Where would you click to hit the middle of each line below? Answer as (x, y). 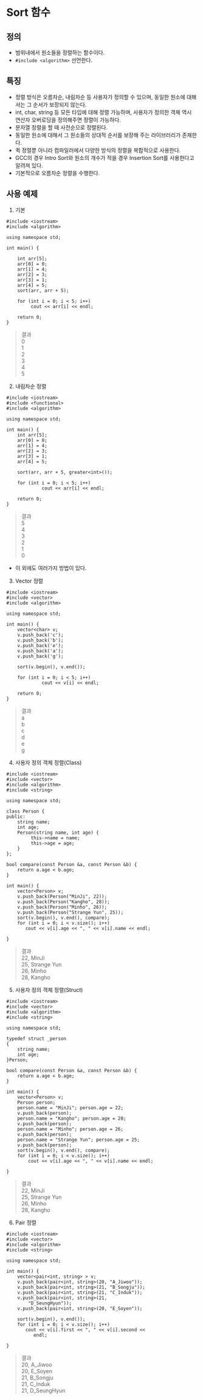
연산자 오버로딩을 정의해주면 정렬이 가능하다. (68, 120)
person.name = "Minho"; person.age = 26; (70, 1129)
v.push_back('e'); (40, 645)
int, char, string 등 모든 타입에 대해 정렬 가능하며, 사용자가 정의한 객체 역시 (103, 112)
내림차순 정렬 (31, 386)
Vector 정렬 (29, 581)
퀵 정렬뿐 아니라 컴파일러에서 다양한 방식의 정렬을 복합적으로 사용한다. (98, 150)
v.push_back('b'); (40, 640)
